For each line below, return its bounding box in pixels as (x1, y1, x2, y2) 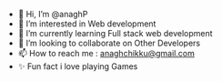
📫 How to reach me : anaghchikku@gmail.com (17, 48, 196, 58)
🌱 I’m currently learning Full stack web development (17, 28, 213, 38)
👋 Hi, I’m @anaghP (17, 9, 88, 19)
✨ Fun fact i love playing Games (17, 61, 138, 72)
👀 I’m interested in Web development (17, 18, 156, 29)
